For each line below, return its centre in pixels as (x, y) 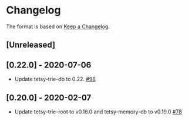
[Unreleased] (31, 45)
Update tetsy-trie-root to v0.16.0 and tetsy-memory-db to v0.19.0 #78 (98, 112)
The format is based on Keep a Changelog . (58, 26)
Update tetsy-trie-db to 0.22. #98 (55, 79)
